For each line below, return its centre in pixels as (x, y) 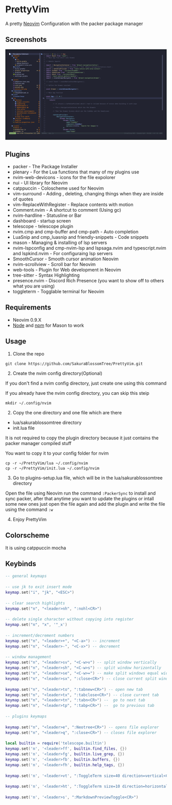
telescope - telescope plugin (43, 227)
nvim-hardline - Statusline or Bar (47, 215)
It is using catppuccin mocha (36, 548)
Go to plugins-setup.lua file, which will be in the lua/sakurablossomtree (88, 478)
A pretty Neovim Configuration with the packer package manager (74, 24)
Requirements (28, 308)
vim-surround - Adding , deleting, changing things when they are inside (88, 194)
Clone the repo (28, 353)
